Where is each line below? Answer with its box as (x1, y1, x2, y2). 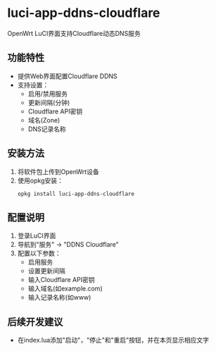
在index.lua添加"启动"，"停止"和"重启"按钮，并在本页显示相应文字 (17, 336, 210, 345)
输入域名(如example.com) (27, 284, 103, 293)
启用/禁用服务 (27, 90, 68, 98)
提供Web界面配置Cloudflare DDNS (17, 72, 117, 80)
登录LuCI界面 (17, 231, 56, 240)
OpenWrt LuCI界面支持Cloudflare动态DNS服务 (7, 29, 141, 37)
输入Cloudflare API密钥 (27, 276, 95, 284)
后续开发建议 (7, 316, 63, 328)
